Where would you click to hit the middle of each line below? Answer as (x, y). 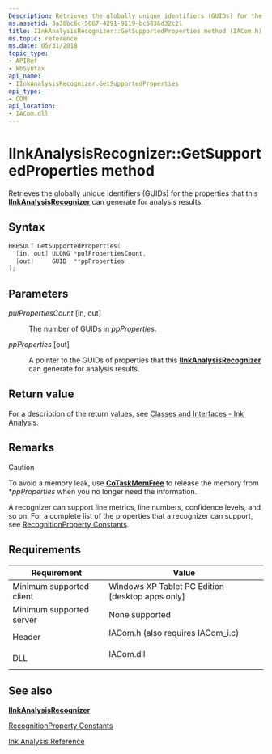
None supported (140, 614)
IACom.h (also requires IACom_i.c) (174, 633)
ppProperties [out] (39, 345)
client (23, 596)
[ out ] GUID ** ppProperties (70, 261)
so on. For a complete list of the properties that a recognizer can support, (131, 515)
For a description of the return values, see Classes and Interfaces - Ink (126, 413)
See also (30, 690)
